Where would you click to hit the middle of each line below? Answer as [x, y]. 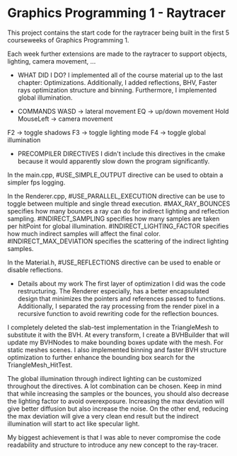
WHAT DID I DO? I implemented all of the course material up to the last [120, 75]
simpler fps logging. [36, 182]
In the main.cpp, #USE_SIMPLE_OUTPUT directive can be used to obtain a [115, 175]
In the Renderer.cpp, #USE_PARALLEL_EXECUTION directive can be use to [116, 196]
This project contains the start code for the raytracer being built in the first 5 [118, 33]
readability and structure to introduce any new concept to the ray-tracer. [113, 445]
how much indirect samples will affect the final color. [84, 233]
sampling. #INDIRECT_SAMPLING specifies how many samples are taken [114, 218]
